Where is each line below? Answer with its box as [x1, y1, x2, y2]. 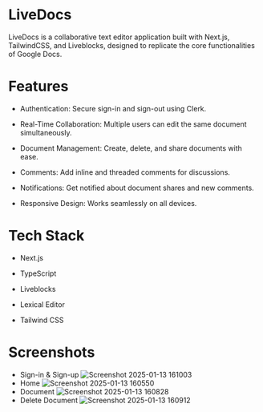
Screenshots [8, 343, 95, 362]
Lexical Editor [19, 299, 66, 309]
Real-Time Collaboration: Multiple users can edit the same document [19, 119, 247, 129]
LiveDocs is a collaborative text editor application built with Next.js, [8, 32, 230, 42]
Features [8, 78, 69, 95]
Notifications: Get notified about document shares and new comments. [19, 183, 254, 192]
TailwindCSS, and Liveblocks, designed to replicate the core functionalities [8, 40, 255, 50]
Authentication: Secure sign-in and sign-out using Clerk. [19, 103, 207, 113]
